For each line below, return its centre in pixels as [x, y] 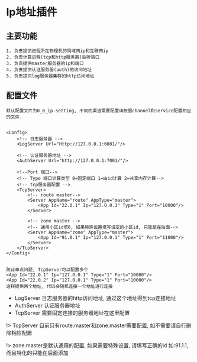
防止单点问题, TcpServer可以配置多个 [47, 270]
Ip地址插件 [32, 12]
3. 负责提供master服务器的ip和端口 [45, 63]
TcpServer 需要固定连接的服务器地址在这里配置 [72, 313]
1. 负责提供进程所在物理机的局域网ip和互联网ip [57, 51]
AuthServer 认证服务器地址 [48, 305]
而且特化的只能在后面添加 [37, 353]
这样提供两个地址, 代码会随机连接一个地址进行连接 [59, 286]
